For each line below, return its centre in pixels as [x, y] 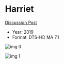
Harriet [19, 9]
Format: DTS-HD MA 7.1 [35, 37]
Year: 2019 [23, 32]
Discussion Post [21, 22]
